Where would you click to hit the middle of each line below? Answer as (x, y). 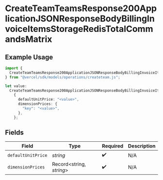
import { (14, 68)
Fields (15, 133)
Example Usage (29, 57)
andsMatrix (29, 39)
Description (142, 146)
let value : (16, 86)
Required (113, 146)
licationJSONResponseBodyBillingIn (80, 19)
